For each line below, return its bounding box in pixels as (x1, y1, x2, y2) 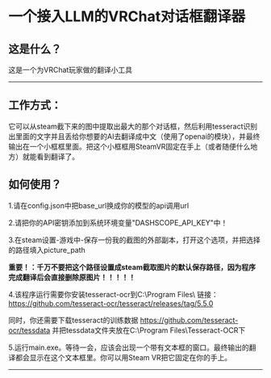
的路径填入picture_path (8, 245, 86, 254)
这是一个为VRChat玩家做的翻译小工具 (8, 65, 133, 74)
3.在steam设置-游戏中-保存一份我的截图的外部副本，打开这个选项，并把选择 (8, 235, 261, 245)
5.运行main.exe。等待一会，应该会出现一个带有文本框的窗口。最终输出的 (8, 342, 250, 352)
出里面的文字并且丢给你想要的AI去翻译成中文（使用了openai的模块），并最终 (8, 131, 261, 141)
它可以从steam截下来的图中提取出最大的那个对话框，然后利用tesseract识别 (8, 121, 258, 131)
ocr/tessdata (8, 325, 51, 335)
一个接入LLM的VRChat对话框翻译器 (8, 7, 246, 26)
